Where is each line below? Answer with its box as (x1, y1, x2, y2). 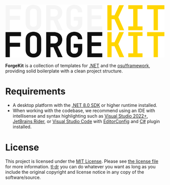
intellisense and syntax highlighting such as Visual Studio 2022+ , (12, 113, 148, 119)
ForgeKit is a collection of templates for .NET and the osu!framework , (5, 62, 150, 68)
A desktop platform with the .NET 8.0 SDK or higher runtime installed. (12, 102, 158, 108)
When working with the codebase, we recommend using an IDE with (12, 107, 155, 114)
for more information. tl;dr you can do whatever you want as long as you (5, 164, 156, 170)
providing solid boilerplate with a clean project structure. (5, 68, 123, 74)
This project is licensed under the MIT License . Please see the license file (5, 158, 158, 164)
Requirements (5, 86, 66, 97)
